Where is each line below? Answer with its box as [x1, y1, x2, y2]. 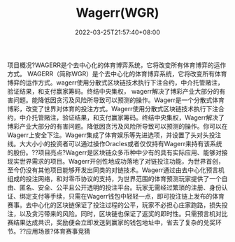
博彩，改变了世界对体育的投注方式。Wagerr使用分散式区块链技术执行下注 [7, 104, 219, 113]
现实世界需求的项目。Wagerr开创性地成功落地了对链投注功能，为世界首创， [7, 157, 225, 165]
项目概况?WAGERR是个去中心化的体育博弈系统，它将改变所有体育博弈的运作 [7, 61, 227, 69]
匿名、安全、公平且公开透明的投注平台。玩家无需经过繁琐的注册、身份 [19, 183, 222, 192]
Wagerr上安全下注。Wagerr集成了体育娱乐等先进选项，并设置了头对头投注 [7, 131, 222, 139]
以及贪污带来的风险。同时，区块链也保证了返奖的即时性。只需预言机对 [19, 209, 222, 218]
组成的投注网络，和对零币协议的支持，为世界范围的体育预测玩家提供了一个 [7, 174, 222, 183]
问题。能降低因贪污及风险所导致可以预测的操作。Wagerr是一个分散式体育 [13, 96, 225, 104]
